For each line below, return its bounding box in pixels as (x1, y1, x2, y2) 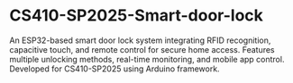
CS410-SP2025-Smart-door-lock (9, 5, 264, 26)
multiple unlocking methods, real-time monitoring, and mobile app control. (9, 54, 285, 64)
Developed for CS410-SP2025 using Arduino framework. (9, 63, 220, 74)
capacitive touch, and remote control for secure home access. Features (9, 44, 275, 54)
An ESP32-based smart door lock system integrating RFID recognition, (9, 35, 271, 46)
